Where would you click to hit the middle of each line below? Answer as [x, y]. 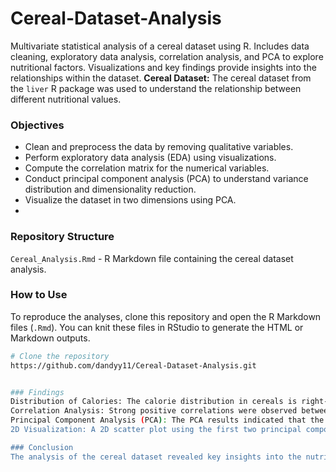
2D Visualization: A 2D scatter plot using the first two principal [156, 430]
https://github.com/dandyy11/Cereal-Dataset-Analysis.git [133, 365]
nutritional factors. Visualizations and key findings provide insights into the [163, 67]
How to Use [39, 295]
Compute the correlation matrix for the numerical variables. [147, 168]
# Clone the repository [60, 356]
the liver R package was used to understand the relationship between [156, 88]
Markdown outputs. [50, 338]
